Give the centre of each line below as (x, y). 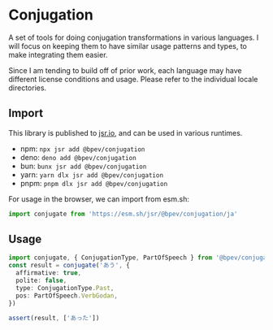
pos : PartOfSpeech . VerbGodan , (67, 295)
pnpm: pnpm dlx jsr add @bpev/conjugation (94, 183)
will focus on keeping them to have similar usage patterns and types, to (128, 46)
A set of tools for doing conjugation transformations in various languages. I (134, 37)
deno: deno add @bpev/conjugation (78, 157)
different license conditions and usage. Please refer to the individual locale (133, 79)
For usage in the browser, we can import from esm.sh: (99, 199)
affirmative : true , (49, 273)
